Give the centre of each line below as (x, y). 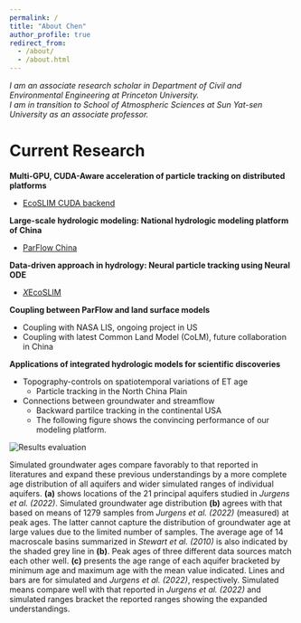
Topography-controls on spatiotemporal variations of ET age (135, 382)
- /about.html (44, 60)
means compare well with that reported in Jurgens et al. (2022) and (136, 590)
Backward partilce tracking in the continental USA (129, 410)
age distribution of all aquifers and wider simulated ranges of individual (141, 484)
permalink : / (34, 18)
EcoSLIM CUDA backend (69, 203)
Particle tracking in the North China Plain (112, 391)
